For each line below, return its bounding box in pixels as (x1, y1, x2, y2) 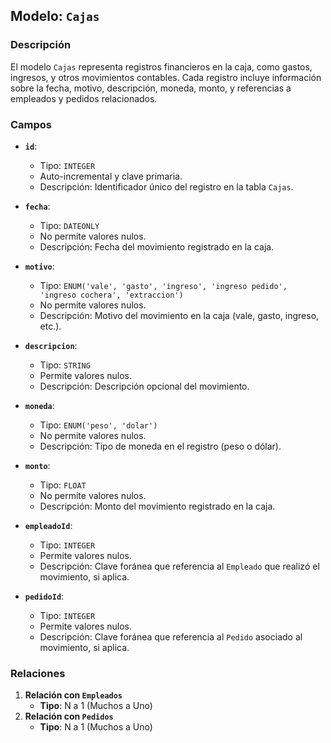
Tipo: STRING (39, 359, 91, 371)
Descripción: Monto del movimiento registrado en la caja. (39, 500, 276, 512)
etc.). (39, 320, 62, 332)
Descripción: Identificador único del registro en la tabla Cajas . (39, 180, 294, 193)
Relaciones (10, 666, 66, 680)
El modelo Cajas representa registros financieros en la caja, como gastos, (10, 60, 313, 73)
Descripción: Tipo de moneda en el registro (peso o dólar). (39, 440, 282, 452)
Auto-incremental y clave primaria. (39, 170, 183, 182)
